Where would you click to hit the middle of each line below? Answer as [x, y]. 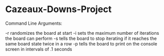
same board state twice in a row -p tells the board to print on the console [81, 43]
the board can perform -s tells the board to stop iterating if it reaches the [81, 38]
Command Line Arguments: [34, 23]
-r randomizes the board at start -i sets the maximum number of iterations [82, 33]
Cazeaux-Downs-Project [58, 9]
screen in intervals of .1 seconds [39, 49]
